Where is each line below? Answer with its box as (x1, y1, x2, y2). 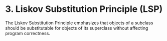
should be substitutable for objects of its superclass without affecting (5, 25, 148, 31)
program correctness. (5, 30, 50, 36)
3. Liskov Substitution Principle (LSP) (5, 3, 163, 15)
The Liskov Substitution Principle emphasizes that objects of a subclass (5, 20, 153, 26)
